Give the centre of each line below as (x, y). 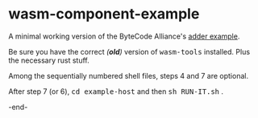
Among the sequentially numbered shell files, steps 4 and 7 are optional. (128, 75)
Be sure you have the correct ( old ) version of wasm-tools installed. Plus (129, 51)
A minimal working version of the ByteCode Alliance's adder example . (124, 36)
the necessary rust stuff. (49, 60)
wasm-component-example (104, 14)
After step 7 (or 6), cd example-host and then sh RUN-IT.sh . (116, 91)
